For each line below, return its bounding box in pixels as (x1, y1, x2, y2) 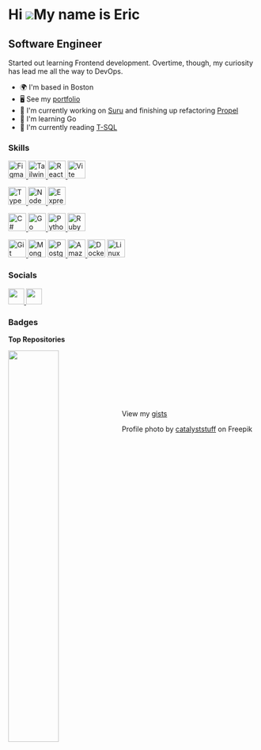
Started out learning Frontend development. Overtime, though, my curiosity (8, 58, 254, 67)
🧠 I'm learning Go (19, 114, 77, 124)
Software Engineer (8, 37, 103, 51)
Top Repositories (8, 335, 66, 344)
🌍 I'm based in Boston (19, 82, 94, 92)
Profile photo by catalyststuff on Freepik (121, 424, 253, 434)
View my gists (121, 408, 168, 418)
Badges (8, 316, 38, 327)
